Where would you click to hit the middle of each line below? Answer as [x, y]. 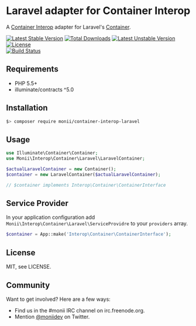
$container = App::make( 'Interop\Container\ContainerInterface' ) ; [89, 234]
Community [28, 285]
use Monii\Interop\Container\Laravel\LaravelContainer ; [75, 159]
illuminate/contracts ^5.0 [44, 90]
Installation [27, 108]
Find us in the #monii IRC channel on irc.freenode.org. [80, 310]
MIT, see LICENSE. [29, 267]
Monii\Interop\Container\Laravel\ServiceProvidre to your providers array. [97, 224]
